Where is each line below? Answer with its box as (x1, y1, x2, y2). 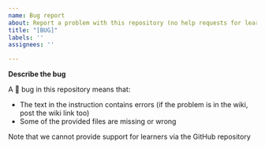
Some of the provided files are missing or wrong (19, 117, 177, 126)
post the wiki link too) (19, 108, 90, 118)
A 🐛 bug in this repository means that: (8, 84, 131, 95)
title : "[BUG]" (8, 26, 58, 34)
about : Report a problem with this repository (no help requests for (8, 19, 242, 27)
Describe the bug (8, 69, 66, 79)
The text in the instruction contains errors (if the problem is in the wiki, (19, 100, 248, 110)
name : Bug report (8, 11, 65, 20)
